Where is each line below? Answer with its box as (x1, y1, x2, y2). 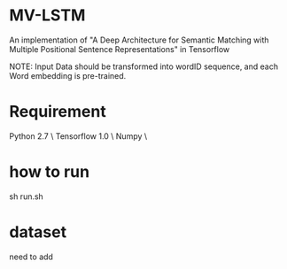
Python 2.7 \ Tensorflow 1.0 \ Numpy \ (9, 130, 148, 142)
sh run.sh (9, 191, 44, 202)
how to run (9, 162, 90, 182)
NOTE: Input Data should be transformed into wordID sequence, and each (9, 61, 279, 72)
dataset (9, 222, 67, 242)
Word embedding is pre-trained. (9, 70, 127, 81)
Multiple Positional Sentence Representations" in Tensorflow (9, 43, 230, 54)
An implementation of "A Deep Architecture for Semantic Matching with (9, 35, 269, 45)
